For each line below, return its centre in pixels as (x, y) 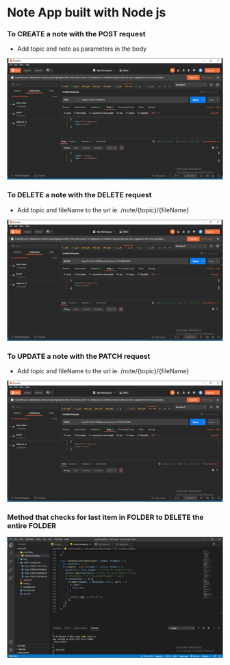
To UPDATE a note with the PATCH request (79, 356)
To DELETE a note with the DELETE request (79, 195)
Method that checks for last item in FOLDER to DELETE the (105, 517)
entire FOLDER (32, 526)
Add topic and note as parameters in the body (82, 49)
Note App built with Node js (87, 13)
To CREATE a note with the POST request (76, 34)
